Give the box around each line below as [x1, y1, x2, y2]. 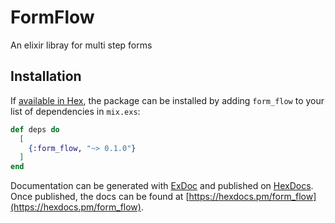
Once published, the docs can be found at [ [10, 191, 190, 203]
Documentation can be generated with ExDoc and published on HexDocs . [10, 180, 314, 192]
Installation [10, 68, 82, 85]
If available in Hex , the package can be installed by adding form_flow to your [10, 94, 325, 106]
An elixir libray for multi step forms [10, 39, 153, 51]
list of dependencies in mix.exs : [10, 105, 141, 117]
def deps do [10, 124, 60, 135]
